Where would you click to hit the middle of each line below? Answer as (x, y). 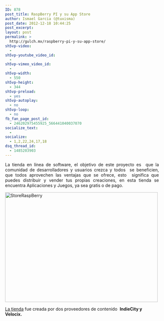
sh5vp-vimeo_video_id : (28, 64)
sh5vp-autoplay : (21, 101)
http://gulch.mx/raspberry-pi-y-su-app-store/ (58, 42)
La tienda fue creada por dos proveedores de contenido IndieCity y (74, 309)
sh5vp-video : (18, 46)
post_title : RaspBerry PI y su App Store (48, 14)
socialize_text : (21, 128)
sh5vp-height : (20, 82)
